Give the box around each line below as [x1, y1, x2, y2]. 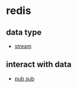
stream [14, 43, 32, 50]
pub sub [14, 75, 35, 82]
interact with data [6, 59, 72, 69]
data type [6, 27, 42, 37]
